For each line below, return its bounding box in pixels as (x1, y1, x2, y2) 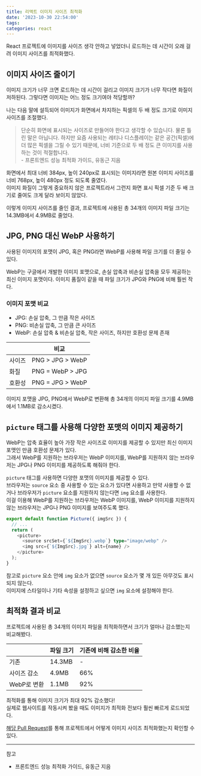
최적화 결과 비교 (6, 606, 61, 616)
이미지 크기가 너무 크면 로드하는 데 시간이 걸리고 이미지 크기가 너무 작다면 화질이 (6, 86, 193, 93)
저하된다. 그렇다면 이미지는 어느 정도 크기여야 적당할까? (6, 94, 135, 101)
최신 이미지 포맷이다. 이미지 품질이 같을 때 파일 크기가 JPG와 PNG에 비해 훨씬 (6, 276, 187, 283)
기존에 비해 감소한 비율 (79, 646, 140, 655)
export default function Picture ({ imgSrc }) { (6, 515, 127, 522)
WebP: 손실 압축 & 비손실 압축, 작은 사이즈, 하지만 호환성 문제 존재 (14, 329, 170, 337)
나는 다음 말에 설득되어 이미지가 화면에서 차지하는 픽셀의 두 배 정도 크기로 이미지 (6, 106, 193, 114)
